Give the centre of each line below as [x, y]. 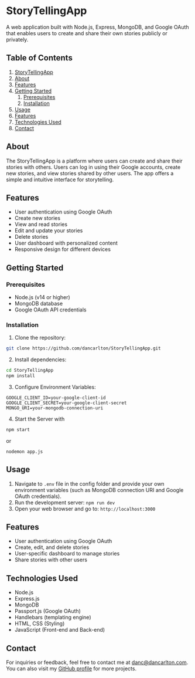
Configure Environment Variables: [55, 387]
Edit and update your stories [49, 230]
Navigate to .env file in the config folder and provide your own [90, 484]
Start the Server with [40, 419]
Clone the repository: [40, 338]
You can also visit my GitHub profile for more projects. [71, 669]
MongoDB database [39, 304]
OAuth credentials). [38, 496]
